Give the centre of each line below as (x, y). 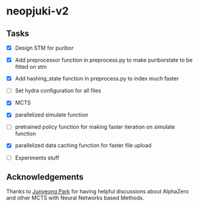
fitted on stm (31, 67)
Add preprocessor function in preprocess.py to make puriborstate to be (104, 60)
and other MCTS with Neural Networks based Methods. (75, 198)
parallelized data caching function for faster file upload (83, 146)
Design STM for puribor (44, 48)
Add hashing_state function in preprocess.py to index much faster (97, 79)
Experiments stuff (37, 158)
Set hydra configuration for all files (58, 91)
